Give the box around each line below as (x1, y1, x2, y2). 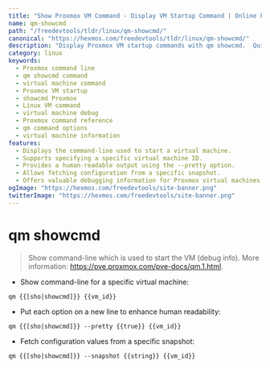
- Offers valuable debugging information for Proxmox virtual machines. (15, 176, 264, 185)
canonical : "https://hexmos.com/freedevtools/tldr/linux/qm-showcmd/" (8, 34, 250, 43)
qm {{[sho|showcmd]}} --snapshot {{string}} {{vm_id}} (8, 352, 196, 360)
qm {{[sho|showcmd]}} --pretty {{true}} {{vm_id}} (8, 322, 182, 330)
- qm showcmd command (15, 72, 88, 80)
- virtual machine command (15, 79, 106, 87)
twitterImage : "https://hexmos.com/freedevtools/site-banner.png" (8, 191, 235, 200)
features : (8, 139, 42, 147)
